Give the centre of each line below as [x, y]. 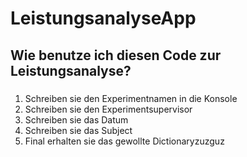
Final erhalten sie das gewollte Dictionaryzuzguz [124, 141]
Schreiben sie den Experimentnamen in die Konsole [131, 98]
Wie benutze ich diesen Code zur [116, 55]
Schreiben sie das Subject [78, 130]
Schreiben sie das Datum [76, 119]
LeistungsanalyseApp [103, 18]
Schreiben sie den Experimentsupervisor [108, 109]
